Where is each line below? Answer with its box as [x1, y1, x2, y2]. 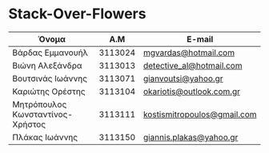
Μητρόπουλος [12, 99, 67, 110]
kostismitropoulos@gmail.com [143, 108, 257, 120]
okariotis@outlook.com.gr [143, 85, 240, 96]
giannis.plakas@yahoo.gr [143, 131, 239, 143]
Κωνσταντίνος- [12, 108, 74, 120]
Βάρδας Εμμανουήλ [12, 47, 89, 58]
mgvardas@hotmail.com [143, 47, 235, 58]
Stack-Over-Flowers [8, 5, 147, 23]
